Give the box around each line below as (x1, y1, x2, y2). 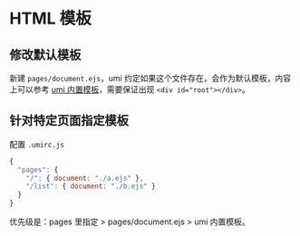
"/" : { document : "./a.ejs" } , (25, 174, 144, 183)
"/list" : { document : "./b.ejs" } (25, 182, 156, 191)
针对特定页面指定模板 (9, 113, 129, 128)
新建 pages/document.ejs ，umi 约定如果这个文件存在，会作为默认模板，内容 (9, 73, 292, 83)
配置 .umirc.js (9, 138, 65, 149)
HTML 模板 (9, 8, 92, 29)
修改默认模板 (9, 47, 82, 62)
